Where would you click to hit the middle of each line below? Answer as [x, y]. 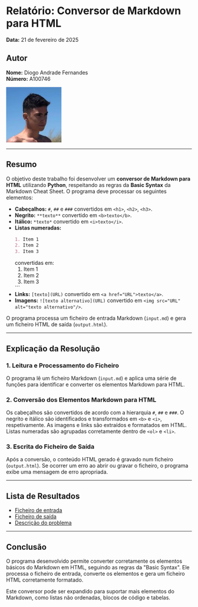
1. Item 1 [27, 239]
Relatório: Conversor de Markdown [94, 11]
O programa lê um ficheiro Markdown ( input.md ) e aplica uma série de [91, 378]
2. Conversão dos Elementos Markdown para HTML [81, 399]
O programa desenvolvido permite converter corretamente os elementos [94, 561]
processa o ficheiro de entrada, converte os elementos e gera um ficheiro [95, 574]
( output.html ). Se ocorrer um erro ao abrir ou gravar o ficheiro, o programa [97, 466]
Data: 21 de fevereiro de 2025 [42, 40]
